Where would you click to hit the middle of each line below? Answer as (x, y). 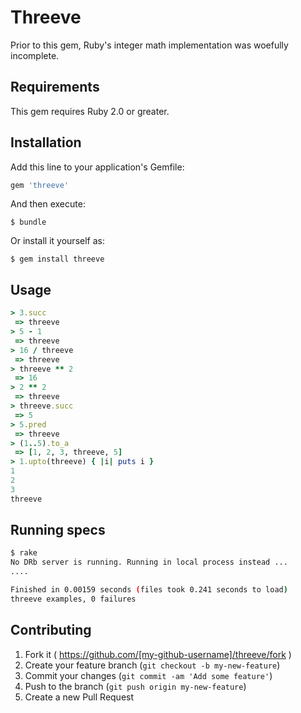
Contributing (51, 630)
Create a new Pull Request (79, 697)
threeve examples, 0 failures (73, 599)
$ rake (24, 553)
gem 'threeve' (40, 185)
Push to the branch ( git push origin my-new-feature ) (135, 686)
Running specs (58, 530)
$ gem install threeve (57, 259)
